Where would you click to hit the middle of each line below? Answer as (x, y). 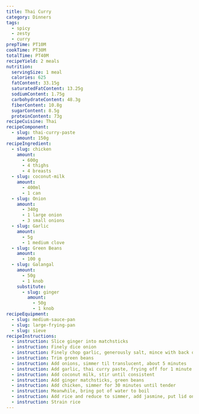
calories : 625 (29, 77)
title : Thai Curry (29, 12)
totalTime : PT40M (28, 56)
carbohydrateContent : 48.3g (46, 99)
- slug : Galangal (33, 265)
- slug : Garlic (30, 226)
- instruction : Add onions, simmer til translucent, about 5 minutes (99, 363)
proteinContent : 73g (37, 116)
